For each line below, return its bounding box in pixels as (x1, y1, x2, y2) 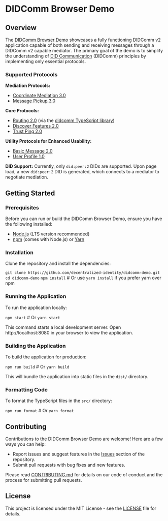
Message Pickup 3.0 (12, 98, 56, 104)
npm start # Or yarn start (5, 314, 60, 320)
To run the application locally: (5, 304, 67, 311)
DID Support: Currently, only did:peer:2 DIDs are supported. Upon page (5, 163, 157, 169)
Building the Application (5, 342, 66, 349)
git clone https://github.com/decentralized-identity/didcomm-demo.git (5, 270, 160, 275)
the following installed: (5, 221, 52, 227)
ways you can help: (5, 441, 46, 447)
